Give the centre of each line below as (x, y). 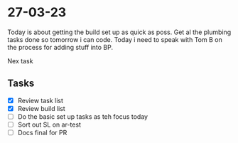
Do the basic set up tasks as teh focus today (82, 116)
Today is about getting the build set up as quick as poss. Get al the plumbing (119, 32)
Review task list (40, 100)
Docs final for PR (42, 133)
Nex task (20, 60)
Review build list (41, 108)
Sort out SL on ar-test (49, 125)
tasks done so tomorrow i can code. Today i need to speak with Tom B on (115, 39)
